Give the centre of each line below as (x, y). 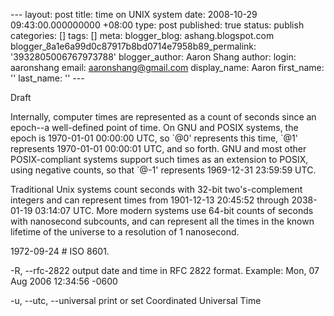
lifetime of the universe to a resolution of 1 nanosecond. (125, 232)
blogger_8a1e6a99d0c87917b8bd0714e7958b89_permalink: (133, 46)
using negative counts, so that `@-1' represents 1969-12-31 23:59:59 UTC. (163, 170)
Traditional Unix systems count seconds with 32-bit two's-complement (156, 189)
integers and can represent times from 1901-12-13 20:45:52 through (150, 200)
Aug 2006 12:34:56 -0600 (64, 281)
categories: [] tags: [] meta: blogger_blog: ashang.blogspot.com (142, 35)
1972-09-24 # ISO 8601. (60, 251)
